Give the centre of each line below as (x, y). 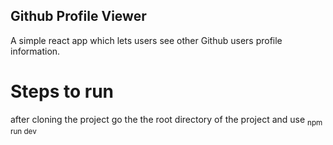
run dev (23, 131)
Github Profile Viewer (78, 16)
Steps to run (62, 91)
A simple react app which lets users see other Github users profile (146, 40)
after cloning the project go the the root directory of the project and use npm (166, 120)
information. (35, 51)
